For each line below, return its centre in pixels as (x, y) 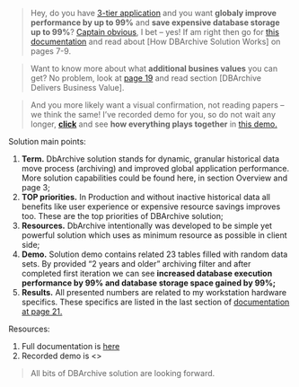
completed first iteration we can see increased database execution (147, 273)
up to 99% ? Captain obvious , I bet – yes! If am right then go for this (155, 32)
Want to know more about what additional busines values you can (154, 68)
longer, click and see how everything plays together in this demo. (154, 124)
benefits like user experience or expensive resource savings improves (151, 207)
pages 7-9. (51, 51)
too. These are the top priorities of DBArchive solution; (122, 216)
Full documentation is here (70, 346)
